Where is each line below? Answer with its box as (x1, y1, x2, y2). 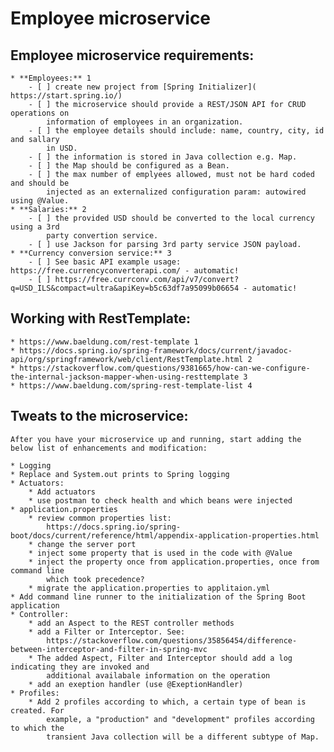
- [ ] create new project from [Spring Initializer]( (28, 82, 257, 92)
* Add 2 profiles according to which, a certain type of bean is (28, 697, 307, 707)
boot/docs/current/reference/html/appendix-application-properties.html (10, 530, 320, 541)
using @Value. (10, 196, 70, 206)
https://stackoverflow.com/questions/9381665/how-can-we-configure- (19, 363, 311, 373)
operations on (10, 108, 70, 118)
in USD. (46, 143, 78, 153)
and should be (10, 178, 70, 188)
